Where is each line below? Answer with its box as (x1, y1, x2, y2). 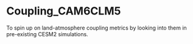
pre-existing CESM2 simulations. (6, 30, 88, 37)
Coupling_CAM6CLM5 (6, 4, 121, 18)
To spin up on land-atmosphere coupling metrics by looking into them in (6, 24, 187, 31)
